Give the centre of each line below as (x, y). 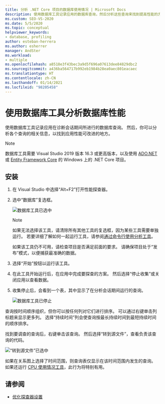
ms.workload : (18, 55)
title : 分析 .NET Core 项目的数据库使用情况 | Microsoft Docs (66, 10)
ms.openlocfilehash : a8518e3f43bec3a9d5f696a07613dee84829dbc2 (71, 64)
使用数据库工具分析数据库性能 (66, 113)
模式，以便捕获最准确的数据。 (49, 253)
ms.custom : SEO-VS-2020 (29, 19)
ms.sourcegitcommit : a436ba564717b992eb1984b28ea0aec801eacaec (71, 69)
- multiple (16, 60)
